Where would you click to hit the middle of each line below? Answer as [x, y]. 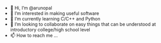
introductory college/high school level [50, 30]
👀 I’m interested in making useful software [55, 13]
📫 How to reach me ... [34, 35]
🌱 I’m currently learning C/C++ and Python [55, 19]
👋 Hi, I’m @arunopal [31, 8]
